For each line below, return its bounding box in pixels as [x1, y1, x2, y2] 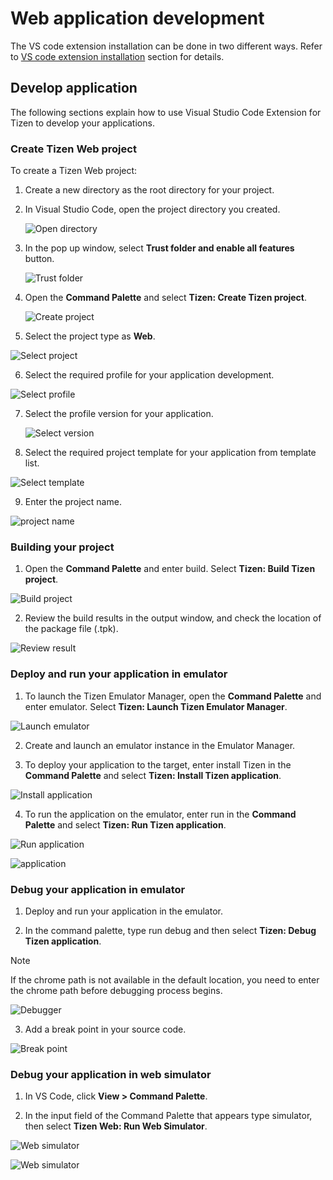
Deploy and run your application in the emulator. [24, 905, 223, 917]
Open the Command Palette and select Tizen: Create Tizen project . [24, 292, 308, 304]
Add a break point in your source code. [24, 1023, 187, 1035]
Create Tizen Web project [10, 142, 137, 156]
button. [24, 253, 55, 265]
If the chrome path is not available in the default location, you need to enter [10, 973, 320, 986]
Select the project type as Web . [24, 330, 156, 342]
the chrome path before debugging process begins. [10, 984, 223, 996]
